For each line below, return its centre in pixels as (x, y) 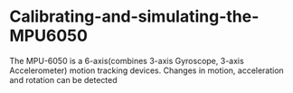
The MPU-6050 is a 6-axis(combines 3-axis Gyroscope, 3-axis (127, 60)
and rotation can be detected (63, 79)
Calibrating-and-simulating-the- (134, 17)
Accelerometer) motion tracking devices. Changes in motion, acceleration (147, 70)
